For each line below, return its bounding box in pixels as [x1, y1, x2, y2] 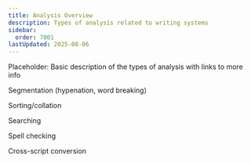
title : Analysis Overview [8, 11, 93, 20]
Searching [8, 116, 42, 125]
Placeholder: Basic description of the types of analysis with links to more [8, 62, 243, 71]
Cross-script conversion [8, 147, 87, 156]
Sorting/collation [8, 101, 62, 110]
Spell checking [8, 131, 56, 141]
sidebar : [8, 26, 37, 34]
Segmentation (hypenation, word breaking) [8, 85, 147, 95]
